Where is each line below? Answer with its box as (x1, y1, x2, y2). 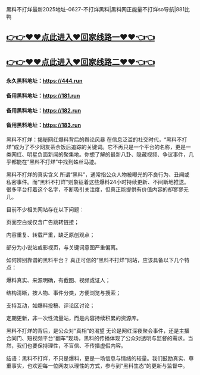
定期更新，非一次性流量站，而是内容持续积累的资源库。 (6, 314, 142, 321)
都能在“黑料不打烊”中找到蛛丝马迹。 (11, 158, 100, 165)
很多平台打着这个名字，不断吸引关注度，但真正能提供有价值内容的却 (6, 186, 173, 193)
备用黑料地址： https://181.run (6, 92, 80, 99)
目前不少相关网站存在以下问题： (6, 205, 85, 213)
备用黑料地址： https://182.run (6, 107, 82, 114)
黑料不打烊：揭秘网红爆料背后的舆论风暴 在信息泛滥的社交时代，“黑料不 (6, 136, 183, 143)
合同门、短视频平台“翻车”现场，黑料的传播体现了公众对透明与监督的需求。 (6, 335, 189, 342)
